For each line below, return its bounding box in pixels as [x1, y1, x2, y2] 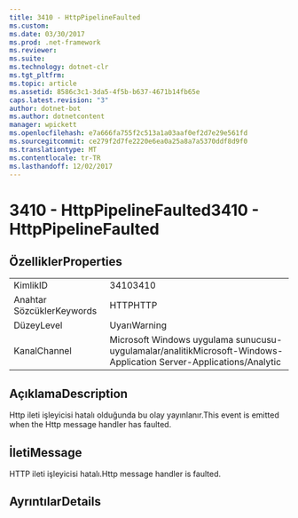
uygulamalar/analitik [109, 345, 193, 357]
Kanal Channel [13, 345, 73, 357]
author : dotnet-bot [9, 104, 82, 113]
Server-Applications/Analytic [159, 356, 282, 369]
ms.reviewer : [9, 46, 58, 55]
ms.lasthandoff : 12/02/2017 [9, 162, 114, 171]
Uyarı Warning [109, 319, 167, 331]
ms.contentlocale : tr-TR [9, 153, 101, 163]
